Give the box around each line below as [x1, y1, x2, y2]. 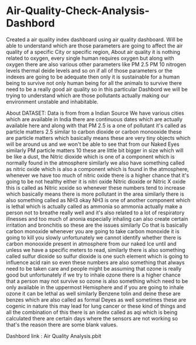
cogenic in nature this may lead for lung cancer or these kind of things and [6, 302, 186, 309]
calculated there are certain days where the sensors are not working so [6, 315, 178, 322]
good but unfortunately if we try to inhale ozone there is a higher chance [6, 271, 181, 278]
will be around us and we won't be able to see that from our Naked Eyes [6, 141, 180, 148]
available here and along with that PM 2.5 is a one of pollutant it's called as [6, 122, 187, 129]
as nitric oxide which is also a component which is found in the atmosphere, [6, 165, 189, 172]
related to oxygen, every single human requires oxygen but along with [6, 54, 174, 62]
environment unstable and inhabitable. [6, 98, 98, 105]
